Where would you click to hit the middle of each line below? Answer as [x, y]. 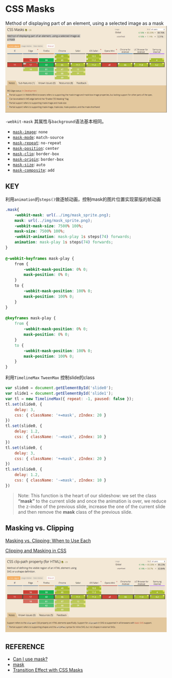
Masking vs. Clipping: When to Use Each [48, 541]
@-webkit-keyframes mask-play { [40, 258]
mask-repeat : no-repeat [37, 143]
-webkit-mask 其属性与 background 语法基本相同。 [56, 121]
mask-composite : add [34, 170]
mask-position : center [36, 148]
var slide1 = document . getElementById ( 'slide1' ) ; [59, 394]
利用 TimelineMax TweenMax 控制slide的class [50, 378]
